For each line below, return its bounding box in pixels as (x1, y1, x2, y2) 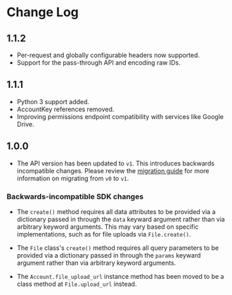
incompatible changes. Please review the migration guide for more (16, 166, 210, 175)
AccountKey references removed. (16, 105, 115, 113)
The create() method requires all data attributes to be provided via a (16, 207, 216, 215)
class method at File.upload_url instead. (16, 280, 137, 288)
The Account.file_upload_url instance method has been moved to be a (16, 272, 224, 280)
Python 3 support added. (16, 97, 89, 106)
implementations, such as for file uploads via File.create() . (16, 230, 191, 238)
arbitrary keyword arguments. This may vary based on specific (16, 222, 199, 231)
